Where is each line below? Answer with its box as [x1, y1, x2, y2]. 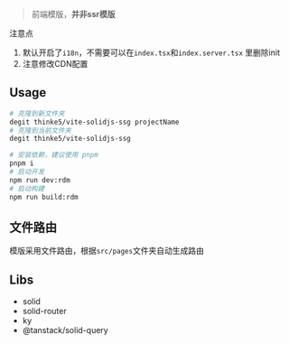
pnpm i [9, 159, 34, 168]
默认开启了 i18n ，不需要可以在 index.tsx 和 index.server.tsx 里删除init [22, 47, 280, 58]
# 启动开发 [9, 167, 45, 177]
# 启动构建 [9, 184, 45, 193]
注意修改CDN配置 [22, 59, 89, 69]
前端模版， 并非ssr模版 [31, 9, 116, 19]
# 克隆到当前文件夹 [9, 126, 72, 135]
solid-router [22, 306, 67, 317]
